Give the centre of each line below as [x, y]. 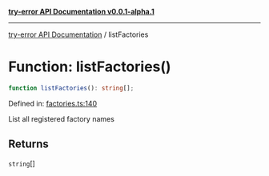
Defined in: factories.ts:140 [53, 103]
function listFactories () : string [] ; [71, 88]
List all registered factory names [61, 118]
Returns [29, 144]
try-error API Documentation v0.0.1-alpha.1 [81, 12]
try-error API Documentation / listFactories [78, 34]
